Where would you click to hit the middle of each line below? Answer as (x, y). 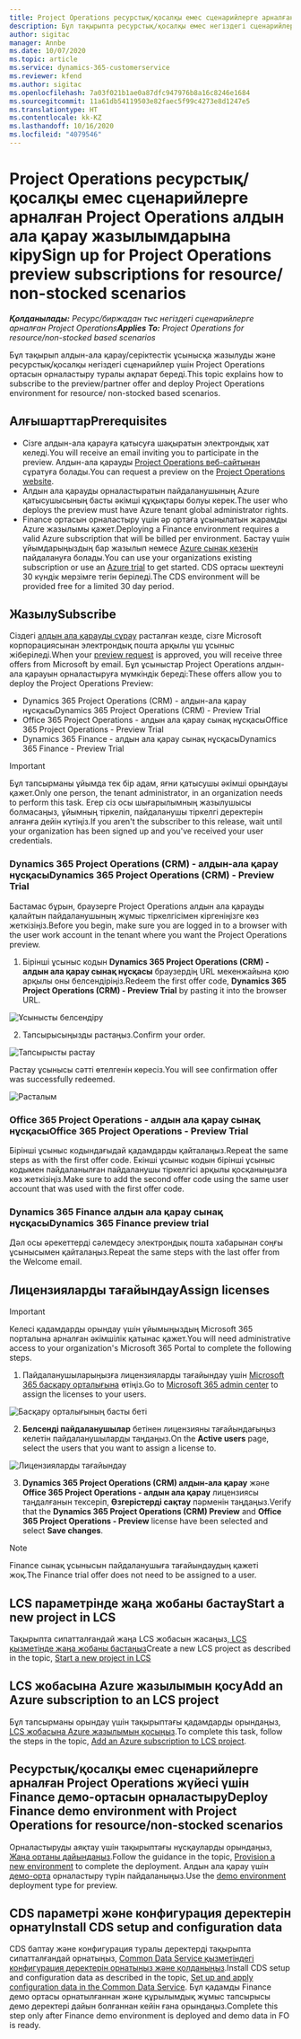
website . (38, 481)
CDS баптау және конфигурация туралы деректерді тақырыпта (130, 1949)
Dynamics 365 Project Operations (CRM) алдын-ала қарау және (146, 1483)
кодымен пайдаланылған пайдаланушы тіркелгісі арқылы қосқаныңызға (148, 1170)
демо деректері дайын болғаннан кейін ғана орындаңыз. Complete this (144, 2006)
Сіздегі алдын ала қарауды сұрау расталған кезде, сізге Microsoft (136, 636)
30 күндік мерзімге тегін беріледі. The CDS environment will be (141, 577)
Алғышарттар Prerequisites (88, 422)
